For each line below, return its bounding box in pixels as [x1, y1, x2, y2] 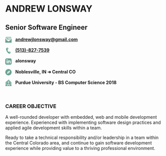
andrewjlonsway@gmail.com [15, 36, 78, 42]
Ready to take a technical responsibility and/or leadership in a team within [5, 134, 159, 141]
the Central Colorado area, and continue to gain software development [5, 140, 152, 146]
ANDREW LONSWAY [5, 3, 93, 15]
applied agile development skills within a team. [5, 125, 102, 131]
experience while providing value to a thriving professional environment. [5, 145, 155, 151]
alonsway [15, 58, 36, 64]
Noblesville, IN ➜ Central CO [15, 68, 76, 74]
